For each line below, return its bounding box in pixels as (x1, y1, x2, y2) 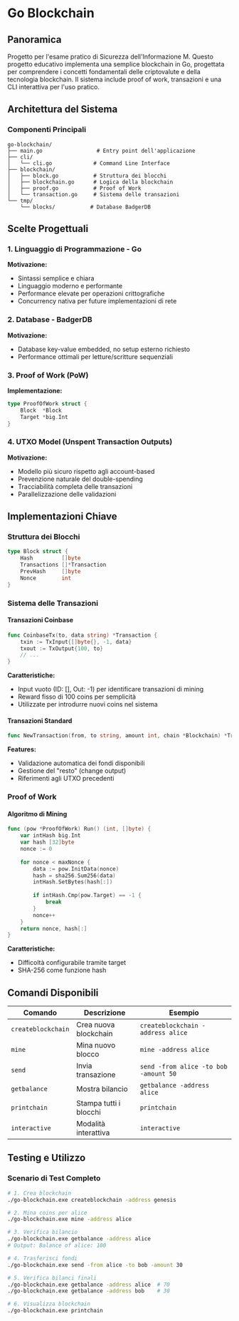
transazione (75, 1070, 116, 1080)
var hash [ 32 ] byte (20, 839, 75, 846)
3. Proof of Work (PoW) (7, 370, 89, 380)
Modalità (75, 1119, 105, 1129)
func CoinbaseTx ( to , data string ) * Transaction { (7, 632, 158, 639)
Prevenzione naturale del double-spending (17, 475, 144, 483)
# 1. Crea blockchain (7, 1190, 72, 1197)
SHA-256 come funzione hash (17, 966, 107, 975)
